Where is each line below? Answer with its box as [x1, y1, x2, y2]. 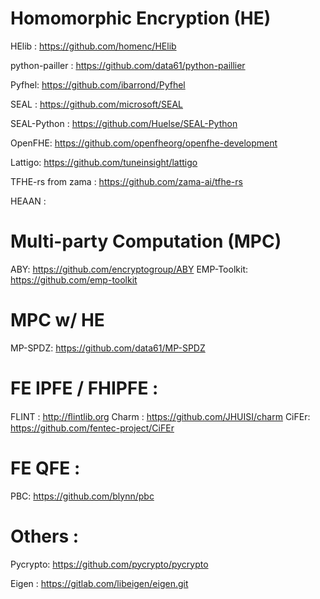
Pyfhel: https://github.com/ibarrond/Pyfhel [10, 78, 186, 91]
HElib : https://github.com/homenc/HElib [10, 40, 177, 52]
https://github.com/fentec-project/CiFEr [10, 422, 175, 434]
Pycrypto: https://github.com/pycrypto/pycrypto [10, 558, 209, 570]
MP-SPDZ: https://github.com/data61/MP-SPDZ [10, 342, 206, 354]
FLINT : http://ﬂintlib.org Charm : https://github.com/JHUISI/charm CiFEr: [10, 410, 311, 422]
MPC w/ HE [10, 309, 105, 332]
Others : [10, 525, 80, 547]
